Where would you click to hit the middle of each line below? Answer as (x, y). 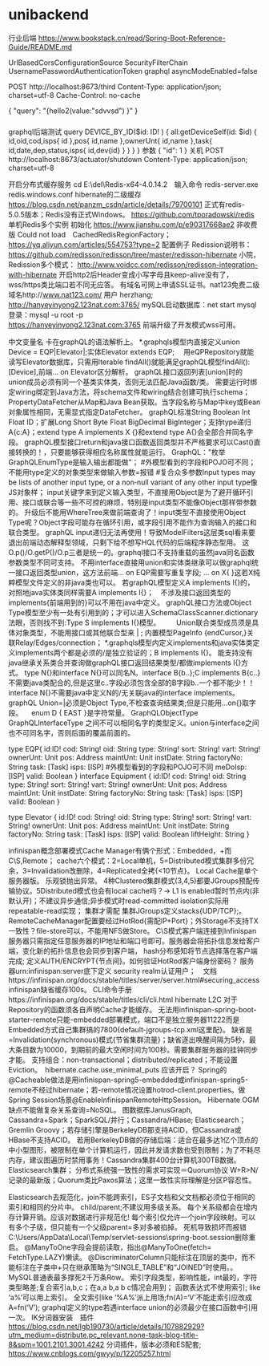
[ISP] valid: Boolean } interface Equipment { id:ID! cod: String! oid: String (127, 776)
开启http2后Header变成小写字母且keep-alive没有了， (146, 274)
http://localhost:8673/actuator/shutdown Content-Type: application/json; (128, 159)
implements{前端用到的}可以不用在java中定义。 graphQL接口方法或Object (130, 602)
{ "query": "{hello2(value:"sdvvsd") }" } (73, 111)
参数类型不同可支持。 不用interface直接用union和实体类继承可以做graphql (130, 562)
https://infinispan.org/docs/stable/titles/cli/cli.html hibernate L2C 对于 (123, 999)
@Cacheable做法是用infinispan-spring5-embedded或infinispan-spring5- (128, 1080)
